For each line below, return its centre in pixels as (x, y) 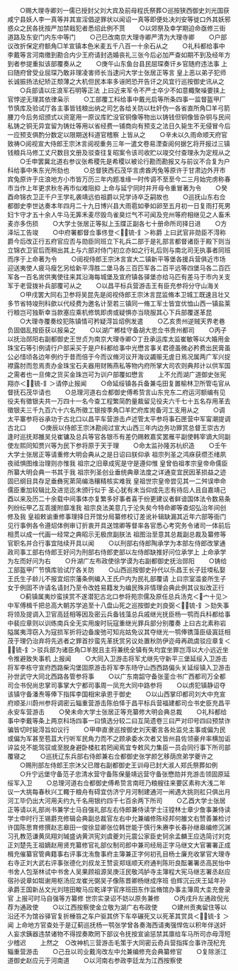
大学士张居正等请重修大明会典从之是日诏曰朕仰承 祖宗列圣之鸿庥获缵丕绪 (114, 454)
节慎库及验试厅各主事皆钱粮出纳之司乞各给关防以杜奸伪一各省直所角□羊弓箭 (119, 108)
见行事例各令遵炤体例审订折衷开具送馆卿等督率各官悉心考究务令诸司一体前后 (119, 525)
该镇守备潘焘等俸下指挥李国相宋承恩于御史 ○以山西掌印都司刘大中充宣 (117, 694)
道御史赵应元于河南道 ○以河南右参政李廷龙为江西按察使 (95, 960)
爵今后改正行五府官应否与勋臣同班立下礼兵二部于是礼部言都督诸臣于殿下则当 (119, 241)
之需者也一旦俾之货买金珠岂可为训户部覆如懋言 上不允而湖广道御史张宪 (117, 374)
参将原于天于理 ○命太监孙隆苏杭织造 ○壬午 (151, 445)
